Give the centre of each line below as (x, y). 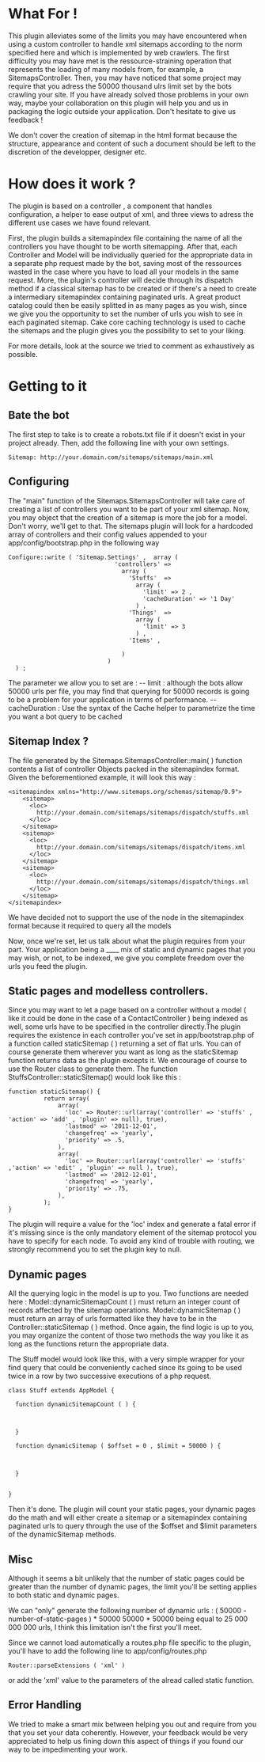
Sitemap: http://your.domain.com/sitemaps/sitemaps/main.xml (111, 457)
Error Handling (45, 1705)
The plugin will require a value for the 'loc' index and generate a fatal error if (132, 1225)
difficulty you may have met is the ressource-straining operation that (120, 61)
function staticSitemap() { (55, 1092)
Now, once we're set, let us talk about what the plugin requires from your (127, 941)
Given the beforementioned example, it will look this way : (102, 777)
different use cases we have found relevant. (80, 222)
